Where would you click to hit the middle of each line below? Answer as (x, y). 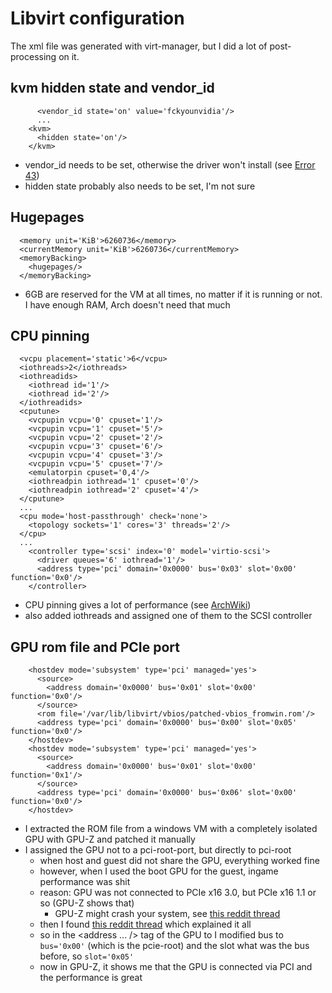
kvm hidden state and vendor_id (112, 88)
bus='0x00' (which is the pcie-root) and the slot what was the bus (174, 946)
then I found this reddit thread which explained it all (145, 924)
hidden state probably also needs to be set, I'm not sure (140, 186)
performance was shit (85, 882)
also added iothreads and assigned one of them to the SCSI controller (168, 616)
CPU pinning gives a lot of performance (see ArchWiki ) (138, 605)
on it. (69, 56)
